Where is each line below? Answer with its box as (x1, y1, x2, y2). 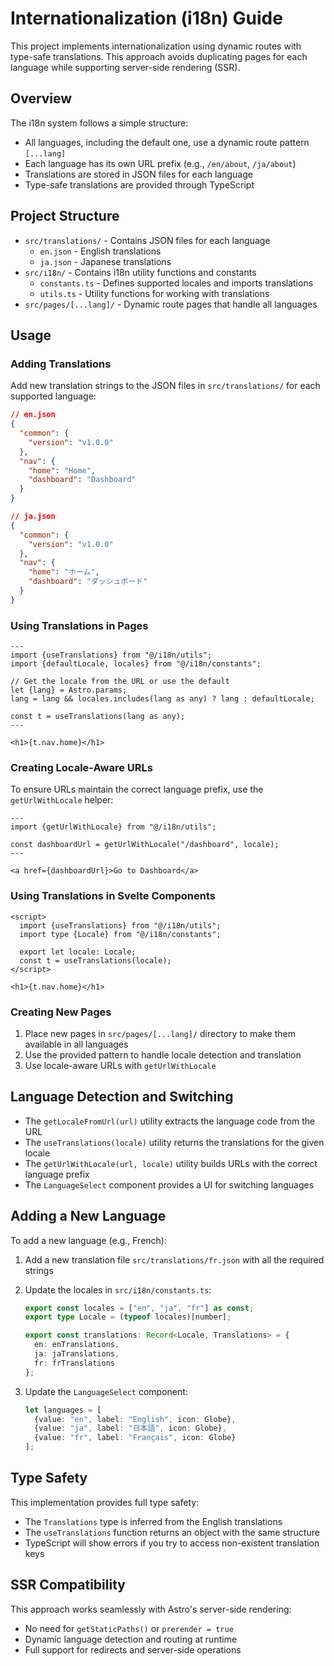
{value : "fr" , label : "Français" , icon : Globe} (34, 1433, 237, 1443)
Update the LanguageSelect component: (24, 1385, 188, 1397)
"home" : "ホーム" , (28, 567, 100, 577)
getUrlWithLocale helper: (10, 794, 114, 806)
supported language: (10, 390, 97, 402)
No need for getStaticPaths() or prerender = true (24, 1622, 234, 1634)
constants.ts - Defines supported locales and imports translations (39, 277, 314, 289)
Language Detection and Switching (10, 1088, 234, 1106)
